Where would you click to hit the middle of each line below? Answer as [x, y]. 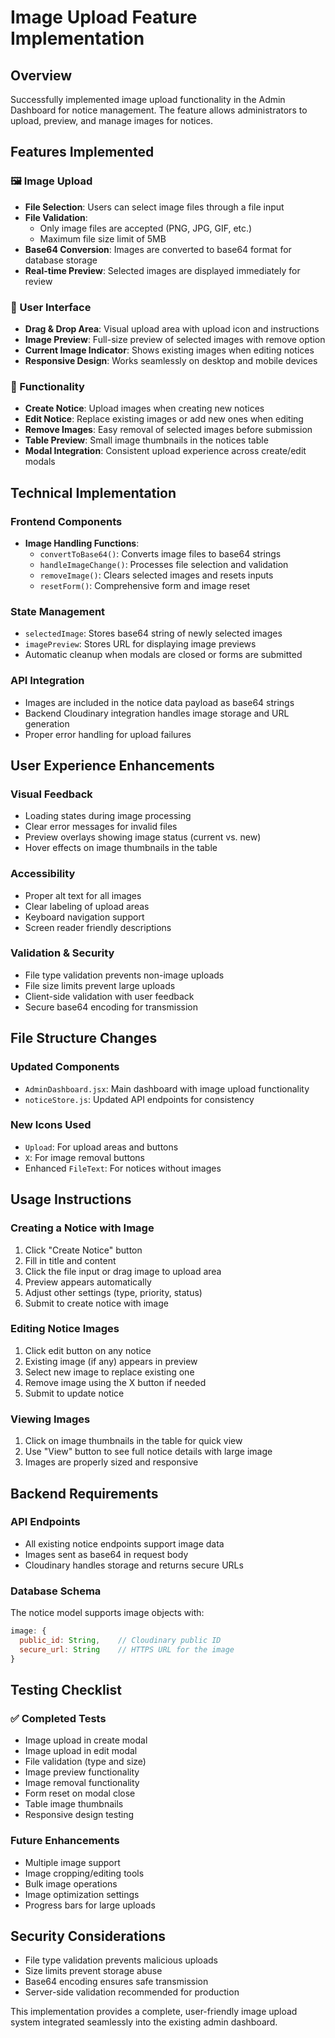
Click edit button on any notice [88, 1350]
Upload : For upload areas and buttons [101, 1147]
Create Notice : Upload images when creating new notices [144, 408]
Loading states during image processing [108, 816]
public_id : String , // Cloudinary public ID [120, 1640]
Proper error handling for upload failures [108, 734]
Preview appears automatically [88, 1282]
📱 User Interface [51, 307]
